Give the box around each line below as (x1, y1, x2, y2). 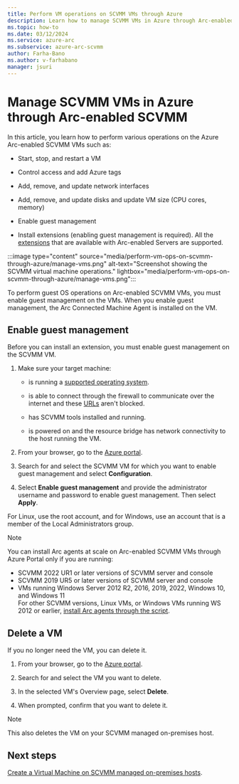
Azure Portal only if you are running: (7, 555, 114, 563)
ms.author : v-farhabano (7, 57, 78, 64)
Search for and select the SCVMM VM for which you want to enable (17, 462, 217, 470)
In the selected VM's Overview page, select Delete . (17, 687, 169, 696)
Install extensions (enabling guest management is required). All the (17, 231, 213, 239)
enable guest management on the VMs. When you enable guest (7, 296, 194, 304)
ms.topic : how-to (7, 23, 59, 31)
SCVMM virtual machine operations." (7, 267, 116, 275)
